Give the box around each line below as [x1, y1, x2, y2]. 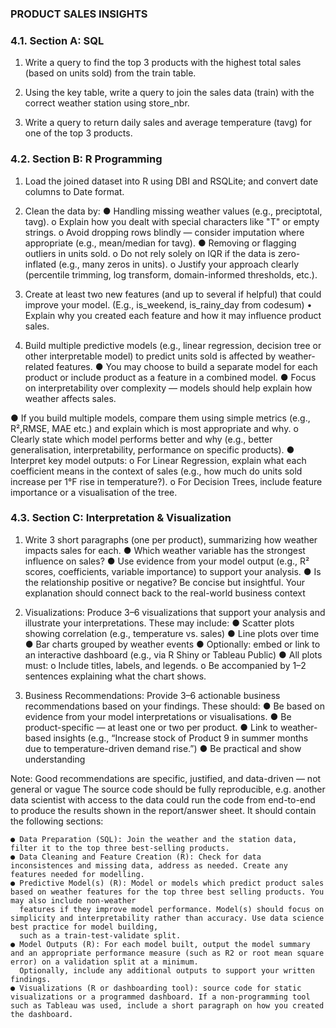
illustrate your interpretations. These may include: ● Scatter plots [24, 617, 295, 629]
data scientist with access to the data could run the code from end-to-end [10, 793, 316, 806]
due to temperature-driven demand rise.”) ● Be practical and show [24, 742, 302, 754]
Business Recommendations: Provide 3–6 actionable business [24, 689, 281, 701]
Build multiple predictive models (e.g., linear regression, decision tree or [24, 339, 322, 351]
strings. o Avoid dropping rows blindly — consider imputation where [24, 226, 305, 238]
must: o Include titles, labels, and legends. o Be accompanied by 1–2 [24, 659, 307, 671]
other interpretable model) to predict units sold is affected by [24, 350, 277, 362]
